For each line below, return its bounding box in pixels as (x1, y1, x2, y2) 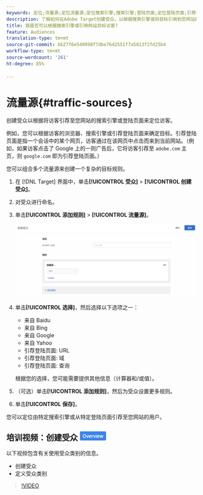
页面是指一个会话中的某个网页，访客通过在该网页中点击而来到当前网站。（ (6, 137, 189, 144)
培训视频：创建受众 (6, 433, 78, 443)
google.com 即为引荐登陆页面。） (23, 152, 103, 160)
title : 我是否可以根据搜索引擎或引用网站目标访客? (6, 22, 118, 28)
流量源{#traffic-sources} (6, 95, 133, 109)
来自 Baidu (24, 316, 51, 323)
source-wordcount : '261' (6, 54, 69, 60)
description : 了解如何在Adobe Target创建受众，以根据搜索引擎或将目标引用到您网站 (6, 16, 196, 22)
